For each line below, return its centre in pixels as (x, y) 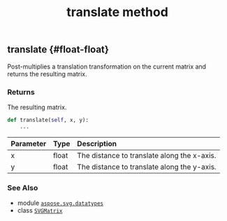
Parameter (29, 143)
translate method (117, 12)
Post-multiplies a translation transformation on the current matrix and (107, 66)
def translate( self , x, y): (48, 120)
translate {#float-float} (58, 50)
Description (97, 143)
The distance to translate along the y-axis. (146, 166)
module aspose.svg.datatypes (60, 203)
